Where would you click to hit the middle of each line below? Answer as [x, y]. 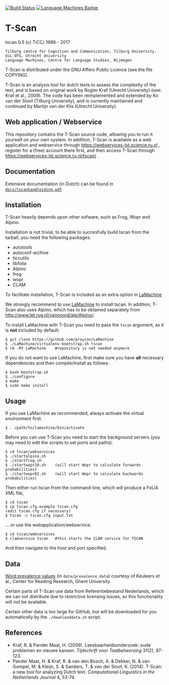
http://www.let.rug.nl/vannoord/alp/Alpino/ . [50, 315]
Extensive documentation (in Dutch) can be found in [59, 184]
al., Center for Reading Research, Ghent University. [58, 581]
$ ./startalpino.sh [26, 456]
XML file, [15, 493]
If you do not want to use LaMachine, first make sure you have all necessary [84, 358]
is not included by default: [32, 330]
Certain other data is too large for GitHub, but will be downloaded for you [81, 612]
